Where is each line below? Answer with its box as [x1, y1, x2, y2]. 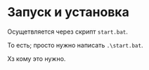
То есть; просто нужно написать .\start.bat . [7, 41, 143, 49]
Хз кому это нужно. [7, 54, 66, 63]
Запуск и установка [7, 4, 130, 20]
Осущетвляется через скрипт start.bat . [7, 27, 129, 36]
